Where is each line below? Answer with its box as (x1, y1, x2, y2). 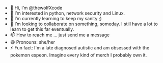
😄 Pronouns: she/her (10, 39, 55, 45)
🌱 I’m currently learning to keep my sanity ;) (10, 16, 102, 21)
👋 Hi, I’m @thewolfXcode (10, 5, 63, 11)
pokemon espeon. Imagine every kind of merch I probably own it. (10, 52, 147, 58)
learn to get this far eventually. (10, 26, 74, 32)
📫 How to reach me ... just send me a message (10, 32, 110, 38)
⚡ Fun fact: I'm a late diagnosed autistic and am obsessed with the (10, 45, 150, 50)
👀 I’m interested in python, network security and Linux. (10, 10, 125, 16)
